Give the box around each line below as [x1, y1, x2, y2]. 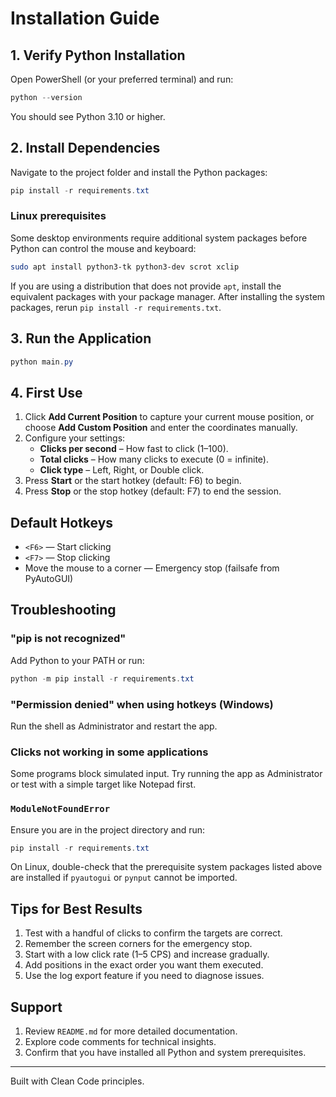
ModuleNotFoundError [10, 803, 111, 815]
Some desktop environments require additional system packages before [10, 232, 308, 244]
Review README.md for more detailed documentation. [24, 1025, 238, 1037]
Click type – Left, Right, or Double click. [39, 464, 205, 476]
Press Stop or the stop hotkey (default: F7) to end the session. [24, 485, 282, 497]
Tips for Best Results [10, 900, 143, 917]
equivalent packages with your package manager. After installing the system [10, 290, 326, 302]
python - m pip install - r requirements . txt [10, 673, 195, 684]
